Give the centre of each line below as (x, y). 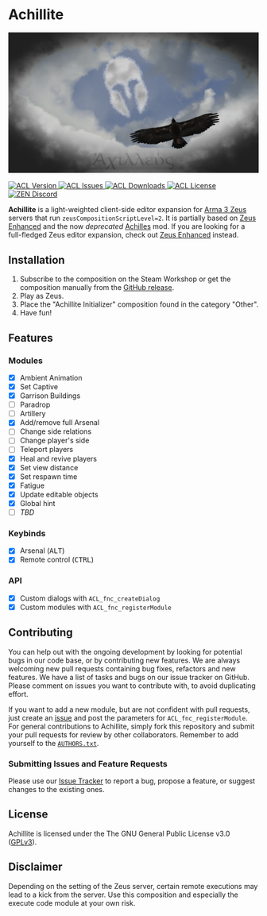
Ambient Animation (51, 377)
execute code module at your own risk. (72, 902)
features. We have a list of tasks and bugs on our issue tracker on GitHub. (129, 677)
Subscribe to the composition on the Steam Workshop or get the (125, 279)
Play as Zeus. (42, 296)
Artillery (33, 414)
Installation (37, 260)
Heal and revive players (58, 458)
